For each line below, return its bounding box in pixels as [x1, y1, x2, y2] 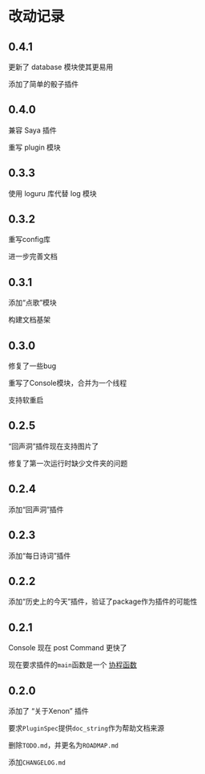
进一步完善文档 [8, 252, 58, 261]
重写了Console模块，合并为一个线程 [8, 379, 127, 388]
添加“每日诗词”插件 [8, 551, 71, 560]
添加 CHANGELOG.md [8, 757, 66, 767]
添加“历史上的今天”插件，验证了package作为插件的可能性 [8, 596, 198, 607]
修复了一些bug [8, 361, 57, 371]
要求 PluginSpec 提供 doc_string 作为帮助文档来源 [8, 723, 165, 732]
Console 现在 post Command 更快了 [8, 643, 127, 653]
